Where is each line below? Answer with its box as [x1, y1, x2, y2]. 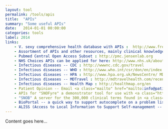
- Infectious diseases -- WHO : [14, 68, 81, 73]
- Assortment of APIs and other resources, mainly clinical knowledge [14, 49, 164, 54]
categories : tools [5, 30, 43, 35]
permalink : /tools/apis [5, 12, 55, 17]
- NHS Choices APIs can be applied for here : [14, 58, 111, 63]
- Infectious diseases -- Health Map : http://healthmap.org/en [14, 81, 151, 86]
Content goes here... [5, 118, 47, 124]
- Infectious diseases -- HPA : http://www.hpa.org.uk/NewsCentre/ [14, 72, 157, 77]
